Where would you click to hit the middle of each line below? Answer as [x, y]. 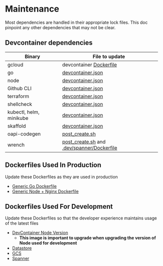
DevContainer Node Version [40, 233]
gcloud [15, 65]
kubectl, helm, [24, 112]
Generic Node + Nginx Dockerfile [45, 191]
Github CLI [20, 88]
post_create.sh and [84, 142]
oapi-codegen [24, 133]
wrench [16, 145]
